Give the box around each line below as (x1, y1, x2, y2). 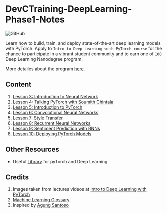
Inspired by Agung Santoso (12, 202, 69, 208)
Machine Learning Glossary (12, 197, 70, 203)
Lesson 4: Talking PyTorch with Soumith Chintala (12, 99, 114, 105)
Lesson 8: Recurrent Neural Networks (12, 120, 91, 126)
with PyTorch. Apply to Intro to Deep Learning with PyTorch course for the (5, 45, 162, 51)
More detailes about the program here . (5, 66, 85, 72)
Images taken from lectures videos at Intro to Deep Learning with (12, 186, 147, 192)
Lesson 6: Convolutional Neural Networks (12, 109, 99, 115)
